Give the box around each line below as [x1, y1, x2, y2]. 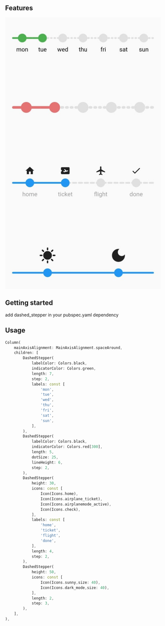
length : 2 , [31, 596, 54, 601]
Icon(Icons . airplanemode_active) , [40, 502, 112, 507]
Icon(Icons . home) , [40, 491, 79, 496]
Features [5, 4, 33, 12]
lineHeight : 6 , [31, 460, 63, 465]
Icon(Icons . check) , [40, 507, 81, 512]
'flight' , [40, 533, 61, 538]
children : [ [14, 350, 39, 355]
